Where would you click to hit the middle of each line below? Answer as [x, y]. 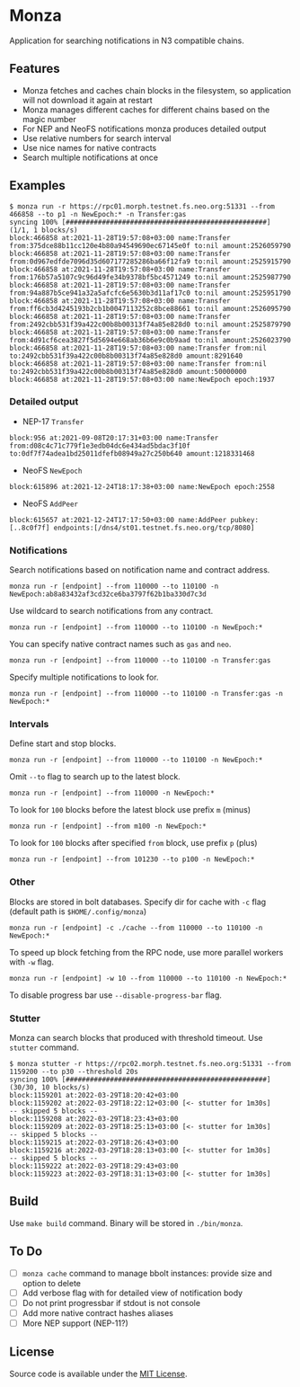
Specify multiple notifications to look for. [84, 677]
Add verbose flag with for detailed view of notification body [132, 1293]
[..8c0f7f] [30, 528]
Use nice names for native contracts [89, 147]
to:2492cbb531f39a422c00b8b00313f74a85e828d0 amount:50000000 [128, 371]
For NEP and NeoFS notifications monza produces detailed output [144, 129]
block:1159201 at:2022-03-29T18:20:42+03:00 [94, 1096]
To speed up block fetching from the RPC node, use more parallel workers [146, 952]
